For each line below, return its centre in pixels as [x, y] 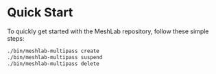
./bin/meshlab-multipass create [53, 51]
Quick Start [40, 13]
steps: [16, 38]
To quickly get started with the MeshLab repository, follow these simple [108, 31]
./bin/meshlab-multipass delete [53, 63]
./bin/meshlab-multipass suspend [55, 57]
